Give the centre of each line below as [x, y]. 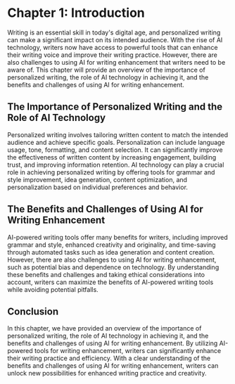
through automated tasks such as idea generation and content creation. [111, 252]
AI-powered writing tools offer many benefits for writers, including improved [118, 237]
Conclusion [33, 311]
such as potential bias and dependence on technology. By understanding [113, 267]
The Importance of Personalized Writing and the [115, 107]
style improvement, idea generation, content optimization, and [97, 179]
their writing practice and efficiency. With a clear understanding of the [109, 358]
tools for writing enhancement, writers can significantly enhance [128, 351]
